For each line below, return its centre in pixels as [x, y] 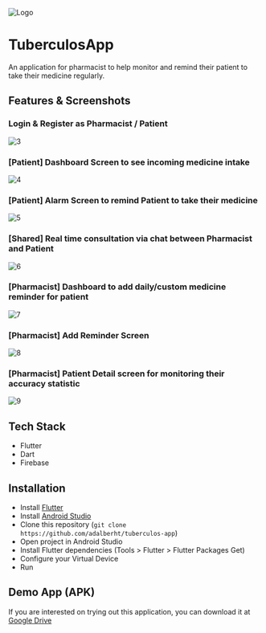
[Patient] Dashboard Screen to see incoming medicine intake [129, 162]
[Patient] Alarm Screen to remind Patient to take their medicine [133, 200]
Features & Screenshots [70, 101]
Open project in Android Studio [71, 541]
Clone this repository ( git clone [73, 525]
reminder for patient [49, 297]
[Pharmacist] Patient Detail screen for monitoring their [117, 374]
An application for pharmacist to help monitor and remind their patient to [128, 67]
